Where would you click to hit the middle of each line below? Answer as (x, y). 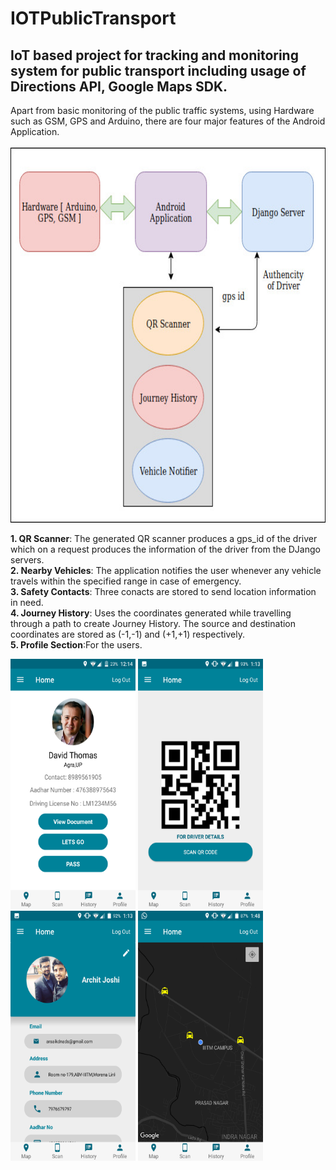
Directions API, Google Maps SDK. (119, 86)
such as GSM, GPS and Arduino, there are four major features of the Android (168, 121)
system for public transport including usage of (158, 70)
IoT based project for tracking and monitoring (154, 55)
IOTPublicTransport (93, 18)
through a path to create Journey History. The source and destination (153, 623)
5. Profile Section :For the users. (76, 645)
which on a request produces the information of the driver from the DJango (165, 549)
